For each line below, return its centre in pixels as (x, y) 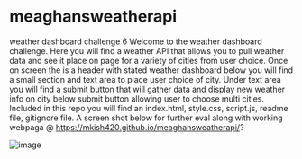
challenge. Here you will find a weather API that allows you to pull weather (147, 50)
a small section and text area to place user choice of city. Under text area (145, 79)
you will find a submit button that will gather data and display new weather (147, 89)
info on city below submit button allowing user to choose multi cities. (137, 98)
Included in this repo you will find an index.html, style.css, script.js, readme (149, 108)
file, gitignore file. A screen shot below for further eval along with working (146, 118)
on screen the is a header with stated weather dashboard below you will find (151, 70)
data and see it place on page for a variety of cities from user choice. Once (149, 60)
